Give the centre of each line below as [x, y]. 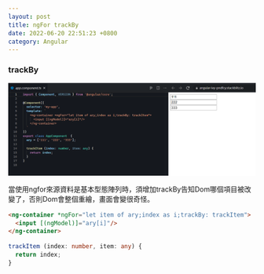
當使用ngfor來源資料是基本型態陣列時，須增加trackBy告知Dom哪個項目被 [126, 189]
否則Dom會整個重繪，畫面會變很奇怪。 [92, 199]
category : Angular [38, 42]
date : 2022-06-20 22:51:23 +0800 [63, 33]
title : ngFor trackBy [44, 25]
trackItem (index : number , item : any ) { [75, 247]
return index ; [38, 255]
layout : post [29, 16]
